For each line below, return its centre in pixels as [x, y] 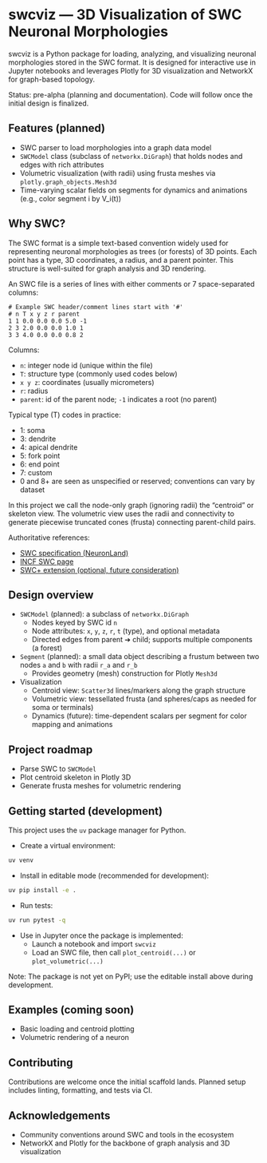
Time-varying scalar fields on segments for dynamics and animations [133, 190]
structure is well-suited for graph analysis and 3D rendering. [107, 268]
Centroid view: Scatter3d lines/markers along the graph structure [139, 691]
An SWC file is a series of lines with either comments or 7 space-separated [132, 284]
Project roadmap [51, 750]
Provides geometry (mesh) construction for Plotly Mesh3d [124, 673]
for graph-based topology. [52, 79]
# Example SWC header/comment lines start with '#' [96, 307]
